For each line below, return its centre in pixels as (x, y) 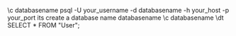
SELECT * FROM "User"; (44, 25)
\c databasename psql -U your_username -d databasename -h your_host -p (118, 10)
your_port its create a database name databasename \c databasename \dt (116, 18)
